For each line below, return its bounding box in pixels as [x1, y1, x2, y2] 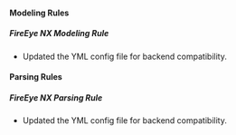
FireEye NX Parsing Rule [9, 92, 103, 103]
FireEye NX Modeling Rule [9, 28, 109, 39]
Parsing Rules [9, 72, 63, 82]
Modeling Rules [9, 7, 70, 18]
